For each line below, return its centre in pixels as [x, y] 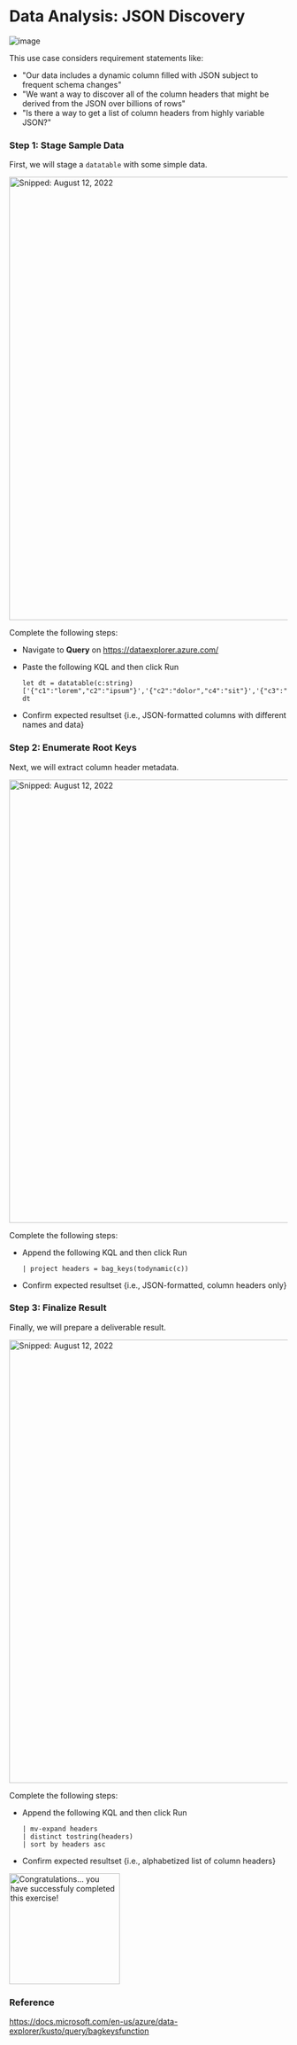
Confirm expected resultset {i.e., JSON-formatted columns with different [154, 715]
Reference [32, 2002]
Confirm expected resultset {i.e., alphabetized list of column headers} [149, 1861]
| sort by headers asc [64, 1844]
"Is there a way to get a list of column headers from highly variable [143, 113]
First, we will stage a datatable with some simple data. [108, 165]
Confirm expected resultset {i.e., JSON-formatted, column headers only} [154, 1285]
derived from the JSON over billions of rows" [103, 103]
